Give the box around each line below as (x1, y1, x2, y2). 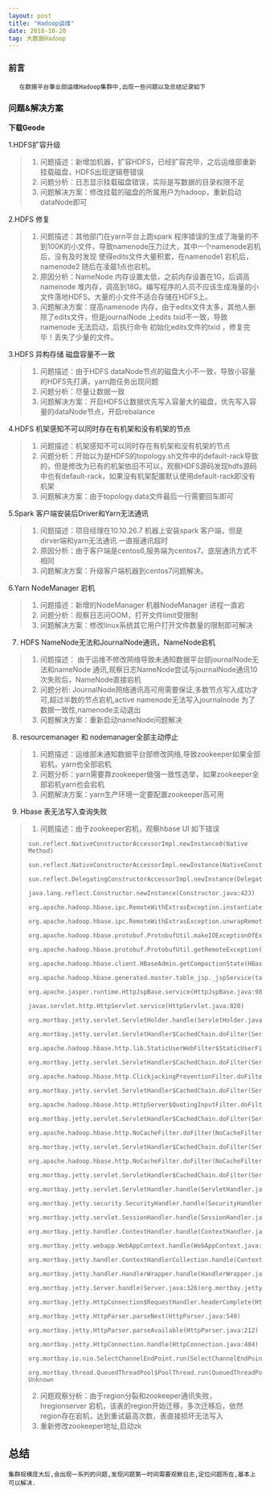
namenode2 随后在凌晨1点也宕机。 (39, 261, 155, 271)
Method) (27, 847, 54, 855)
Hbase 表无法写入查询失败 (19, 807, 108, 816)
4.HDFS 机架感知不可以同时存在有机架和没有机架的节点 (8, 424, 191, 434)
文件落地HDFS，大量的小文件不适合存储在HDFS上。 (39, 292, 213, 301)
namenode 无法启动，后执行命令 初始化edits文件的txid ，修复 (39, 322, 243, 331)
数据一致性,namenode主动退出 (39, 704, 141, 714)
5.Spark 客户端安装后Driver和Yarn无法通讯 (8, 508, 149, 518)
